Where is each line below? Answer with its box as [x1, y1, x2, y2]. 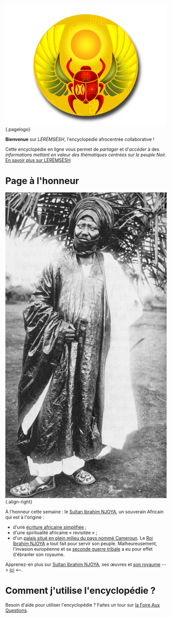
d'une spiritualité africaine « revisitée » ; [12, 529, 98, 536]
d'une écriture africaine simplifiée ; [12, 524, 87, 530]
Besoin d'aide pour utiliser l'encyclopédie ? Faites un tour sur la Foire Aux [5, 602, 160, 608]
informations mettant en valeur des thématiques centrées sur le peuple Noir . [5, 152, 167, 158]
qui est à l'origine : [5, 514, 45, 520]
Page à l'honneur [5, 175, 79, 187]
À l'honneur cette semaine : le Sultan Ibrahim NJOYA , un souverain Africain [5, 508, 164, 515]
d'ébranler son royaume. [12, 551, 65, 557]
